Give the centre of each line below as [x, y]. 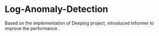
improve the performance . [32, 28]
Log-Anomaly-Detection [56, 9]
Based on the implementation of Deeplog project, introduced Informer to [79, 23]
